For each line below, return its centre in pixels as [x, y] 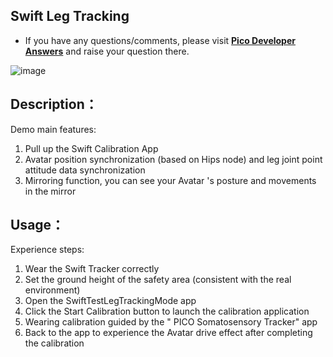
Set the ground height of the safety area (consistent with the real [158, 280]
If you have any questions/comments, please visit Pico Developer [160, 40]
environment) [52, 290]
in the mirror [50, 191]
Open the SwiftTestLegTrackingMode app [110, 301]
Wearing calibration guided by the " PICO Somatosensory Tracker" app [171, 322]
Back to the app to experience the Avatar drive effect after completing [168, 333]
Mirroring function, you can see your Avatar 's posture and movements [170, 180]
